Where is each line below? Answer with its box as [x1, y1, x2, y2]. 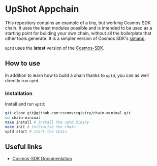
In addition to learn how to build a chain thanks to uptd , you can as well [5, 72, 149, 78]
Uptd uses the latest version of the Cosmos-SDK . [5, 45, 105, 51]
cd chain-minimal [5, 115, 41, 120]
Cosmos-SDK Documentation [12, 156, 72, 162]
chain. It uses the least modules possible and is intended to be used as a [5, 25, 153, 31]
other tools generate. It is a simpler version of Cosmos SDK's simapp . [5, 35, 146, 41]
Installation [5, 90, 33, 97]
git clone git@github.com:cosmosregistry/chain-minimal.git [5, 111, 131, 116]
